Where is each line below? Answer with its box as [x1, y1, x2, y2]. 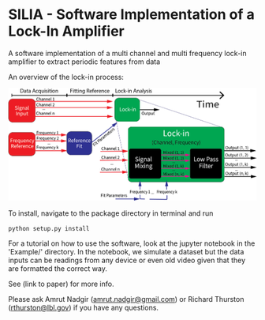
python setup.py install [8, 225, 90, 233]
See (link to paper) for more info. [8, 279, 114, 289]
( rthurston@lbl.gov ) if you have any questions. [8, 303, 159, 313]
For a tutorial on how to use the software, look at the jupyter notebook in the [8, 239, 256, 248]
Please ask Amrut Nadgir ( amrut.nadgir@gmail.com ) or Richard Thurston [8, 295, 244, 304]
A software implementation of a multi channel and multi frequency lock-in [8, 48, 247, 58]
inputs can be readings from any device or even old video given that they [8, 255, 246, 265]
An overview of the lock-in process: [8, 72, 125, 81]
